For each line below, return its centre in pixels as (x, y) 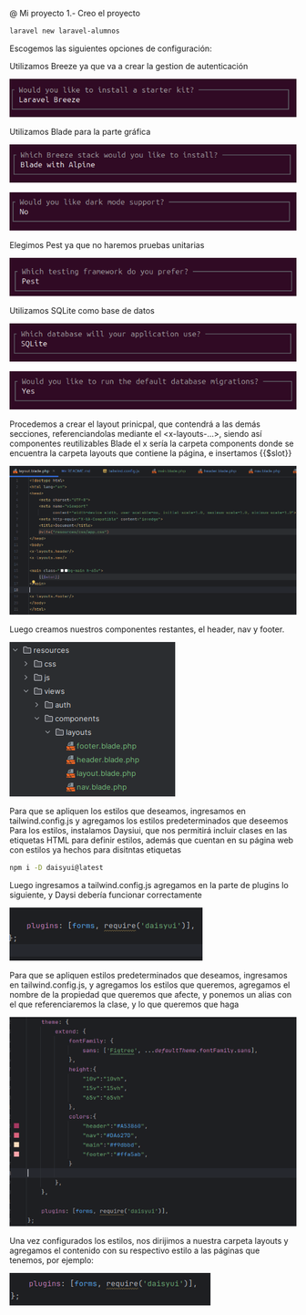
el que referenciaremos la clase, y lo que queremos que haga (124, 1004)
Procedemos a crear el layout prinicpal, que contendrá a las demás (135, 424)
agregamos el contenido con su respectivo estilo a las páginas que (135, 1251)
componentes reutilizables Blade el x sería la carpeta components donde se (152, 444)
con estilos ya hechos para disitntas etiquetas (96, 850)
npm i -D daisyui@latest (56, 868)
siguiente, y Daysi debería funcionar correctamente (106, 895)
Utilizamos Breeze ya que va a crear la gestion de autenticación (129, 66)
